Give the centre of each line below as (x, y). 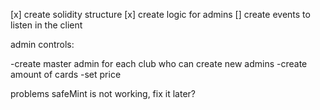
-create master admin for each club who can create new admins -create (159, 63)
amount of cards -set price (66, 74)
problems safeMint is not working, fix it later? (103, 93)
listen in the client (46, 25)
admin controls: (42, 44)
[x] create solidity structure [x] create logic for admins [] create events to (160, 14)
